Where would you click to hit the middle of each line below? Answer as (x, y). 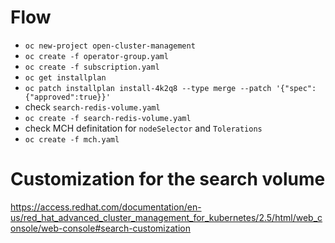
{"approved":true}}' (67, 97)
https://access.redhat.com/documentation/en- (106, 207)
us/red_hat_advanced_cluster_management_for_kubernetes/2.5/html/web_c (166, 217)
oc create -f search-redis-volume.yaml (108, 118)
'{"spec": (296, 88)
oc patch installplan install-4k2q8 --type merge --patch (148, 88)
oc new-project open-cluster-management (110, 46)
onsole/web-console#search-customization (100, 228)
